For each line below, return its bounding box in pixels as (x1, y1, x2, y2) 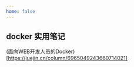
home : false (6, 8, 35, 15)
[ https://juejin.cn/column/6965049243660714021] (6, 55, 128, 62)
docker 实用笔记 (6, 31, 66, 41)
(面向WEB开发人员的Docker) (6, 48, 75, 55)
